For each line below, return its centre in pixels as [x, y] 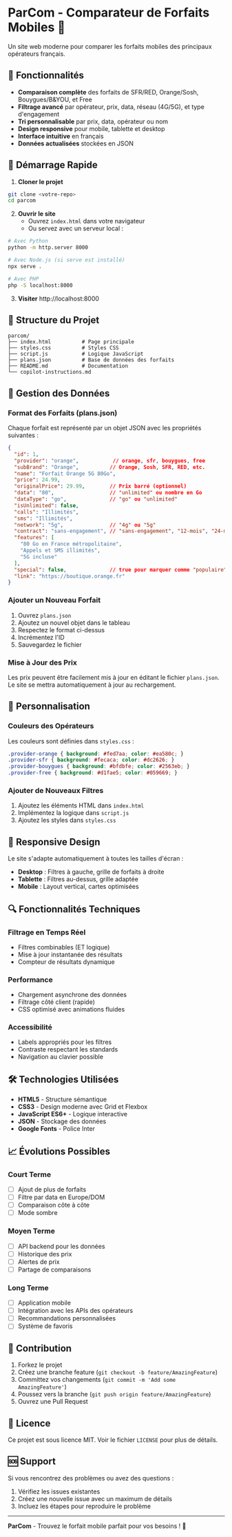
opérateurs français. [37, 54]
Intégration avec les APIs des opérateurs [75, 1311]
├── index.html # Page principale [71, 342]
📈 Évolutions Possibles [59, 1151]
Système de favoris [45, 1326]
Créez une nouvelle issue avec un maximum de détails [95, 1498]
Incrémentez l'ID [41, 637]
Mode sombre [38, 1213]
